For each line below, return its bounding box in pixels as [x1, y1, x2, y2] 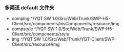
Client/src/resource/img [11, 41, 60, 47]
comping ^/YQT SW [11, 16, 51, 21]
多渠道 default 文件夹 [4, 4, 55, 11]
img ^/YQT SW [11, 36, 41, 42]
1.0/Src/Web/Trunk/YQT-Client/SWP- [41, 36, 116, 42]
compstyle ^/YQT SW [11, 26, 55, 32]
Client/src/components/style [11, 31, 69, 37]
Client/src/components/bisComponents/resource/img [11, 21, 120, 27]
